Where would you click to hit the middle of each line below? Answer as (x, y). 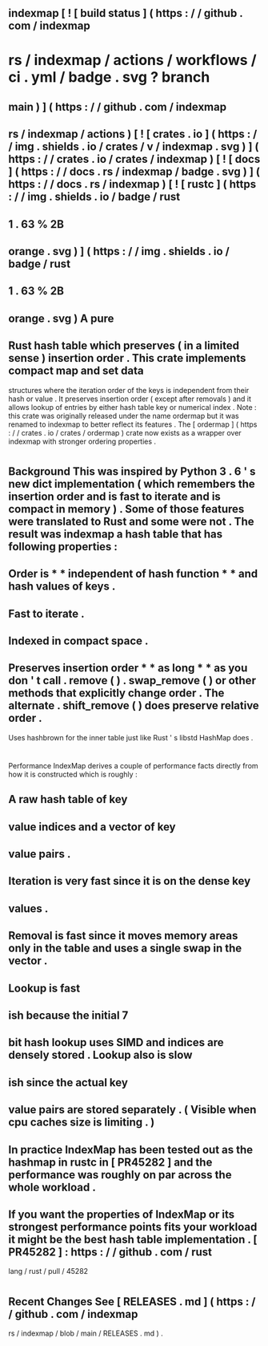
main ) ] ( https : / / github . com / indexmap (117, 107)
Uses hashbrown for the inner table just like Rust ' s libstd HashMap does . (131, 737)
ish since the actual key (68, 1082)
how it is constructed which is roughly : (73, 774)
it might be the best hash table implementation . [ (133, 1239)
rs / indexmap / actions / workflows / (133, 61)
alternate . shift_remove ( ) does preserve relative (134, 705)
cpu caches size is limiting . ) (82, 1123)
